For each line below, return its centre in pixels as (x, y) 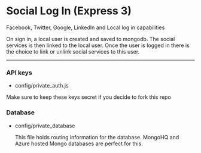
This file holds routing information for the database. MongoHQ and (97, 137)
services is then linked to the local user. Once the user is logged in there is (98, 45)
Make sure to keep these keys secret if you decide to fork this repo (89, 97)
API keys (19, 73)
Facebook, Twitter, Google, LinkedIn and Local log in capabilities (86, 27)
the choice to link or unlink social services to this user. (73, 51)
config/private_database (45, 126)
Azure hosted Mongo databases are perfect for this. (79, 143)
